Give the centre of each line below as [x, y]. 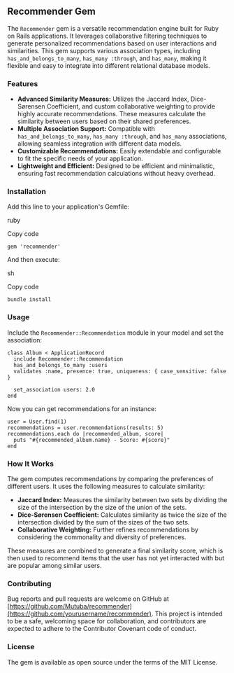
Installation [27, 192]
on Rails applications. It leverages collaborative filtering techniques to [107, 36]
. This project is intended [187, 614]
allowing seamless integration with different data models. [100, 144]
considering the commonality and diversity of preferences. [102, 537]
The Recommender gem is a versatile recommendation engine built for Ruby [113, 28]
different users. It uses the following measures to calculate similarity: [106, 486]
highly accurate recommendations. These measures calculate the [111, 114]
